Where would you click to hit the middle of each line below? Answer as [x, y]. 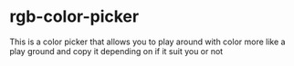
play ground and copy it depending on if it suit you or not [116, 51]
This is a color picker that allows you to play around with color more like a [147, 42]
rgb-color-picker [74, 17]
